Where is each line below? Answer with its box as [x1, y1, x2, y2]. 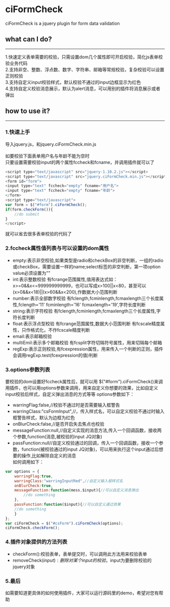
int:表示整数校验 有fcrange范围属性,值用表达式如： [12, 276, 118, 282]
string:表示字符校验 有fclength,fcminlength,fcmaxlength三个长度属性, [12, 308, 157, 314]
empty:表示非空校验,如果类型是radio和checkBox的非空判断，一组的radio [12, 257, 163, 263]
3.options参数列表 [5, 366, 51, 373]
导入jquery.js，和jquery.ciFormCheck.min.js [5, 141, 97, 147]
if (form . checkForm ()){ [5, 207, 53, 212]
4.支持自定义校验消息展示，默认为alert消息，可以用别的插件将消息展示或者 [5, 85, 161, 92]
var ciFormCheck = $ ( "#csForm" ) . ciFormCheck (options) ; [5, 520, 123, 526]
